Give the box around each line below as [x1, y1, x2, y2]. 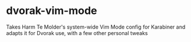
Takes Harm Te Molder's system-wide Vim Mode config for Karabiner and [6, 23, 186, 30]
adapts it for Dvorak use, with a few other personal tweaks [6, 29, 149, 36]
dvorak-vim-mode [6, 4, 97, 17]
